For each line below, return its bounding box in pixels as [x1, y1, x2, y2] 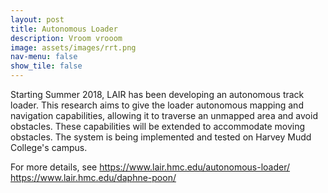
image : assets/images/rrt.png [10, 42, 137, 53]
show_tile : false [10, 61, 83, 71]
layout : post [10, 14, 65, 25]
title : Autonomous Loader [10, 24, 118, 34]
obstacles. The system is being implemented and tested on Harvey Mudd [10, 131, 312, 143]
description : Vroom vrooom [10, 33, 123, 43]
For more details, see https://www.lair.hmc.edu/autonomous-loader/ [10, 161, 291, 173]
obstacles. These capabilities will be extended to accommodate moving [10, 121, 306, 132]
